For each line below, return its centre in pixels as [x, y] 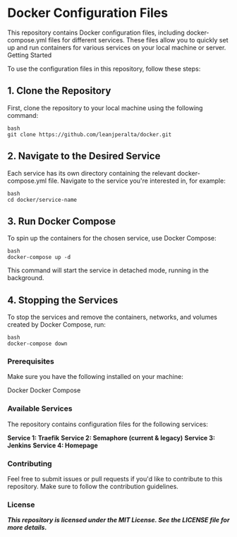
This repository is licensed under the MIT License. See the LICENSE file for [119, 520]
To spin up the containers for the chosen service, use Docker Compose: [112, 239]
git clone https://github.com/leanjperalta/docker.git [90, 134]
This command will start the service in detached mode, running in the [108, 270]
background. [26, 278]
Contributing [30, 464]
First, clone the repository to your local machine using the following [105, 108]
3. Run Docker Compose [62, 221]
